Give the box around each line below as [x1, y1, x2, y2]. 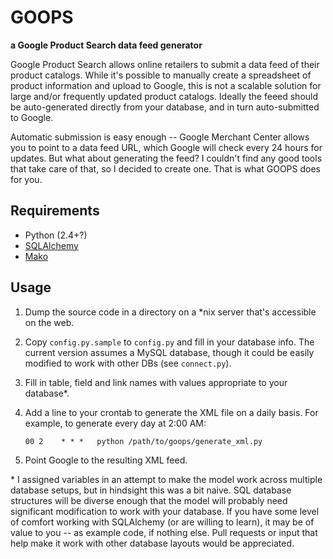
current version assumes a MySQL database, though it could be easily [24, 346, 315, 358]
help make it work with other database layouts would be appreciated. [10, 537, 295, 549]
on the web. [24, 316, 75, 328]
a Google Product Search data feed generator [10, 39, 203, 51]
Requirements [10, 202, 100, 220]
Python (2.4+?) [24, 229, 88, 241]
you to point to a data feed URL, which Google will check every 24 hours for [10, 141, 323, 153]
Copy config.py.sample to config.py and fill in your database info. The [24, 336, 315, 348]
